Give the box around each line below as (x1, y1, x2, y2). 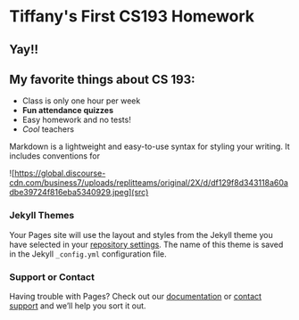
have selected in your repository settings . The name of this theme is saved (9, 239, 284, 250)
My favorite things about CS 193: (9, 71, 195, 86)
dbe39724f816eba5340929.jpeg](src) (9, 187, 149, 198)
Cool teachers (21, 124, 74, 135)
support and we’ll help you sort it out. (9, 300, 146, 311)
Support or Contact (9, 270, 96, 283)
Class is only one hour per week (21, 95, 141, 106)
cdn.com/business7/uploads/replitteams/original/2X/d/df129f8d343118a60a (9, 177, 288, 188)
